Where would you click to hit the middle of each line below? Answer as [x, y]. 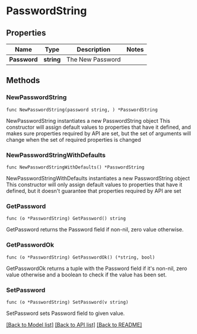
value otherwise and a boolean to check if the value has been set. [87, 275]
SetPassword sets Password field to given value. [66, 313]
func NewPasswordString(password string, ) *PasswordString [82, 110]
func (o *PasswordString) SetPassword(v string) [67, 302]
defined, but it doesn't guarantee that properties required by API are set [94, 190]
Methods [23, 80]
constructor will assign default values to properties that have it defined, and [99, 127]
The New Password [93, 59]
